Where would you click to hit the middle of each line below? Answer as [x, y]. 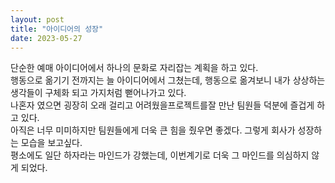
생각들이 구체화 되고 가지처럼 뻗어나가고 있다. [98, 93]
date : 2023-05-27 [46, 38]
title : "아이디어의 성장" [57, 29]
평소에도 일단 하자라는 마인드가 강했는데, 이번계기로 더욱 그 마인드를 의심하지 [160, 155]
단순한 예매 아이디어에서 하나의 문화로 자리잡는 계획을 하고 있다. [134, 68]
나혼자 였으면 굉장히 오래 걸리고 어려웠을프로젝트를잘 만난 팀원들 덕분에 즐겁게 [162, 105]
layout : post [37, 19]
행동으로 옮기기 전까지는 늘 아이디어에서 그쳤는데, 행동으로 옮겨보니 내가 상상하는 [168, 80]
